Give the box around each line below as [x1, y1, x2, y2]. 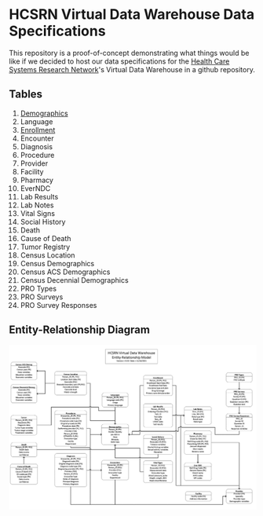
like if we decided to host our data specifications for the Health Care [9, 57, 230, 66]
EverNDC [20, 183, 51, 193]
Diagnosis [20, 141, 53, 151]
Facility [20, 167, 44, 176]
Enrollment [20, 125, 56, 134]
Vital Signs [20, 208, 56, 218]
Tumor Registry [20, 242, 71, 251]
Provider [20, 159, 49, 168]
